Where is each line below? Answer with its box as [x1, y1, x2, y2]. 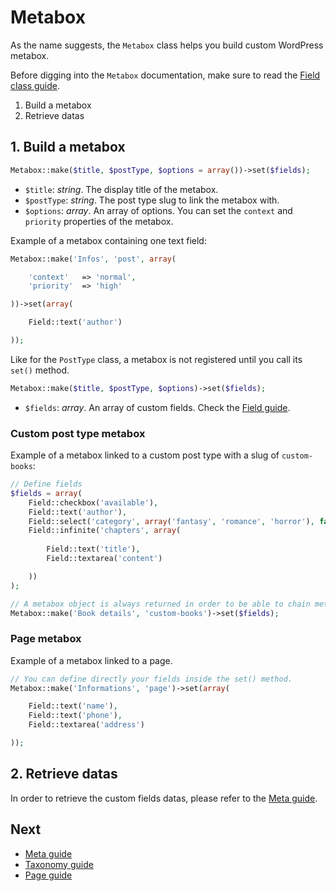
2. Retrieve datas [10, 766, 118, 783]
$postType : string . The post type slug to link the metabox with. [24, 194, 280, 206]
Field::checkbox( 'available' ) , [28, 497, 159, 508]
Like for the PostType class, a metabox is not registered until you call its [10, 353, 303, 365]
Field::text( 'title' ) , [46, 544, 141, 555]
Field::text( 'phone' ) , [28, 711, 123, 721]
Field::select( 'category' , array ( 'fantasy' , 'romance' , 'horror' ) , [28, 516, 315, 526]
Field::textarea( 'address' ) [28, 720, 145, 730]
